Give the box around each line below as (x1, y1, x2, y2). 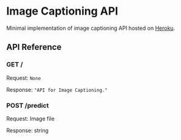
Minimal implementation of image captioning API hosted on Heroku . (6, 24, 175, 32)
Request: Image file (6, 114, 55, 122)
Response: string (6, 127, 49, 134)
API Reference (6, 42, 62, 52)
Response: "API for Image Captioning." (6, 86, 108, 93)
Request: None (6, 74, 41, 82)
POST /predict (6, 101, 49, 110)
